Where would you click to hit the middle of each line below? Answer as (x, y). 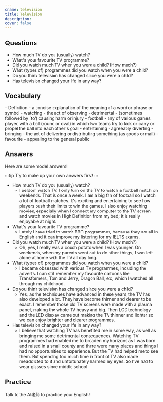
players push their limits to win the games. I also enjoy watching (83, 206)
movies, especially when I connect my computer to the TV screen (85, 211)
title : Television (24, 14)
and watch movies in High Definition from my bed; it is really (80, 216)
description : (18, 19)
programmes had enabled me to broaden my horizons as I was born (87, 340)
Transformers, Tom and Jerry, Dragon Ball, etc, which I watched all (86, 278)
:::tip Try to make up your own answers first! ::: (52, 175)
